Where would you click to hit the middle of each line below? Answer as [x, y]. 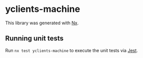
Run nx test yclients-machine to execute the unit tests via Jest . [71, 50]
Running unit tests [34, 38]
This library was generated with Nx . [42, 23]
